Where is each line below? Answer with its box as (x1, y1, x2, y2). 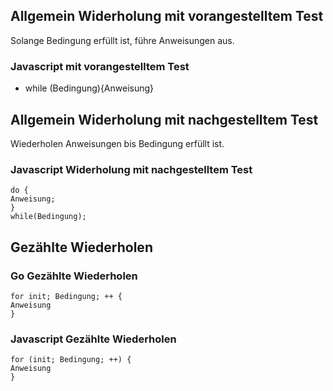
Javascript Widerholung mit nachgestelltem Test (10, 162, 253, 176)
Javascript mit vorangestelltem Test (10, 59, 190, 73)
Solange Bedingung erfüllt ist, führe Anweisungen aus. (10, 34, 235, 46)
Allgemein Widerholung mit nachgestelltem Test (10, 111, 319, 128)
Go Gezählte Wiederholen (10, 269, 138, 283)
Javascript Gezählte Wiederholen (10, 332, 177, 346)
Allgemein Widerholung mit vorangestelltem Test (10, 8, 324, 25)
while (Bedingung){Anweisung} (24, 82, 155, 94)
